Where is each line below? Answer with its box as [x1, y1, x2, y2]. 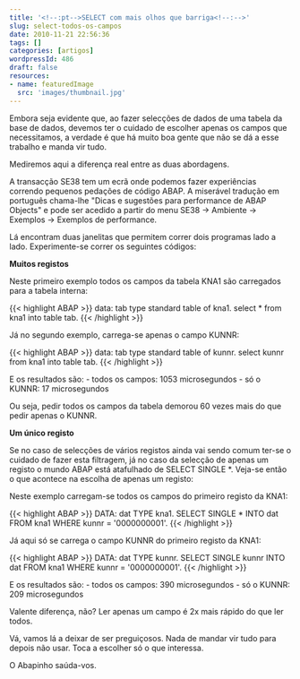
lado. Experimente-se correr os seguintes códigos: [9, 241, 197, 252]
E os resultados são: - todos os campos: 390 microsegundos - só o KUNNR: [9, 579, 291, 589]
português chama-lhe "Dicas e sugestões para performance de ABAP [9, 194, 267, 206]
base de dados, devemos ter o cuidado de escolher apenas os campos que [9, 122, 287, 133]
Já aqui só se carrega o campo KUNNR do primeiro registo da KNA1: [9, 535, 261, 546]
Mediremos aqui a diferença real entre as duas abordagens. [9, 159, 230, 169]
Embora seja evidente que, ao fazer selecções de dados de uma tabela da [9, 113, 283, 124]
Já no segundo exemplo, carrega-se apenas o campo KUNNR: [9, 329, 240, 340]
